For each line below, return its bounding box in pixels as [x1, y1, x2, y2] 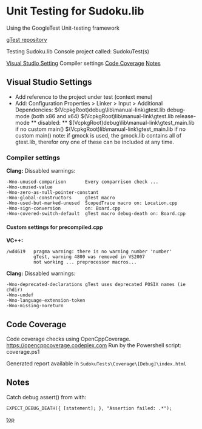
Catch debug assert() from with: [6, 393, 87, 401]
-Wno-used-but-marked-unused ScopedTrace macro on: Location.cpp [6, 200, 178, 207]
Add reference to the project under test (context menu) [15, 93, 153, 101]
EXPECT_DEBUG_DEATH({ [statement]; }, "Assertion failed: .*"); [6, 405, 172, 411]
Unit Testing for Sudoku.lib [6, 4, 144, 18]
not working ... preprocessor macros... [33, 259, 137, 265]
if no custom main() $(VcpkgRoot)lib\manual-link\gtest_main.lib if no [15, 125, 186, 133]
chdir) [6, 287, 23, 293]
